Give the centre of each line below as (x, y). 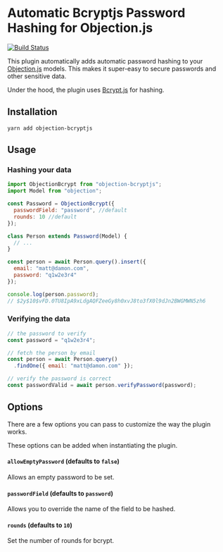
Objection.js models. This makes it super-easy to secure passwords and (112, 68)
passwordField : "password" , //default (71, 210)
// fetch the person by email (52, 353)
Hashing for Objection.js (80, 28)
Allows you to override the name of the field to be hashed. (91, 509)
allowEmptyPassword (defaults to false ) (63, 461)
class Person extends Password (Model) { (68, 236)
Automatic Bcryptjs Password (96, 13)
